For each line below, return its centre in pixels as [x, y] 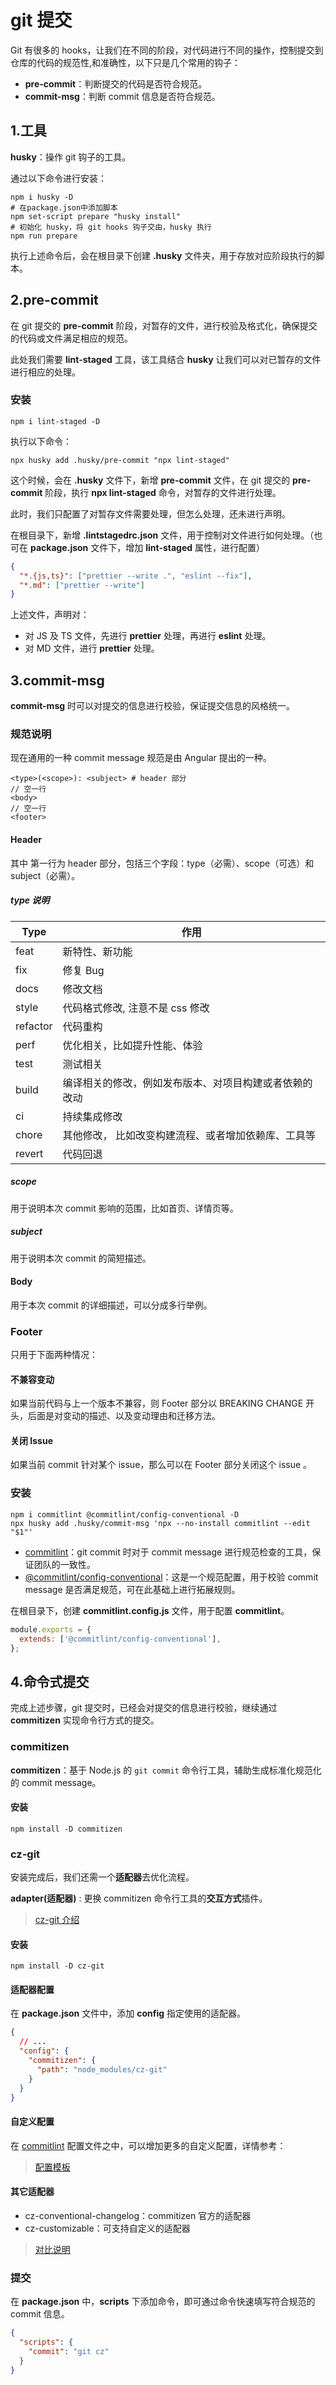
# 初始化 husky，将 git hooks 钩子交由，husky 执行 [111, 227]
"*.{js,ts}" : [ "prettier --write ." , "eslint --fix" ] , [136, 576]
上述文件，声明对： [50, 615]
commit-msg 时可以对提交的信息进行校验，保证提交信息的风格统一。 [153, 706]
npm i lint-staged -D [55, 421]
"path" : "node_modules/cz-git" [102, 2069]
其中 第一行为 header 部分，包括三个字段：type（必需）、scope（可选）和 [162, 863]
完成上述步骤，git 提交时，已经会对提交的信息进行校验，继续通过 [144, 1708]
